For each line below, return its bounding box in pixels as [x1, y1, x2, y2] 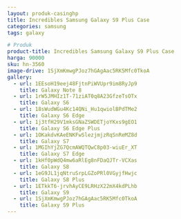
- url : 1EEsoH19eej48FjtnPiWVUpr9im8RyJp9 [13, 80, 137, 87]
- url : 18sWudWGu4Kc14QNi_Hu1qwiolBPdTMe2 [13, 106, 137, 113]
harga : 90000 [7, 54, 45, 62]
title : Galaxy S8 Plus [19, 176, 85, 183]
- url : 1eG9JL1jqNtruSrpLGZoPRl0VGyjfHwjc [13, 169, 137, 176]
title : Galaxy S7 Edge [19, 151, 85, 158]
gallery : [7, 74, 32, 81]
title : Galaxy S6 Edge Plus [19, 125, 100, 132]
